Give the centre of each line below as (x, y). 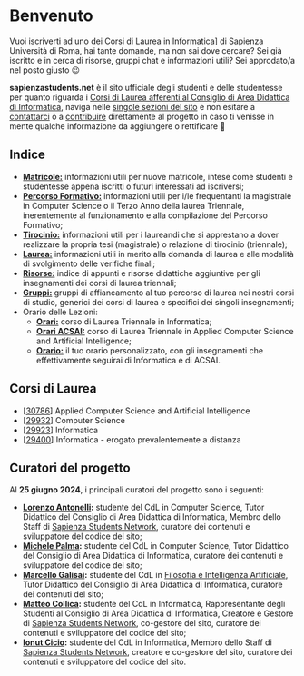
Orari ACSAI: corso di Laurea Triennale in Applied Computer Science (165, 331)
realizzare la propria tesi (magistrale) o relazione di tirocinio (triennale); (155, 244)
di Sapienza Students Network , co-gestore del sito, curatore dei (142, 623)
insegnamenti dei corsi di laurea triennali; (99, 283)
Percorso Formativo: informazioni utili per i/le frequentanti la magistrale (157, 195)
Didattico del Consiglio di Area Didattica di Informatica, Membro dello (152, 517)
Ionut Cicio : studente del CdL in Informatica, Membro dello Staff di (147, 642)
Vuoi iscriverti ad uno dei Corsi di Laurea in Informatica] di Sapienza (137, 41)
